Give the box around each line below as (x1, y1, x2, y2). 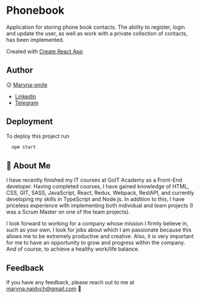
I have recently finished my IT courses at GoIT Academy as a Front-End (6, 176, 183, 183)
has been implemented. (6, 36, 65, 43)
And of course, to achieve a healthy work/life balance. (6, 245, 140, 252)
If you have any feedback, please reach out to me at (6, 279, 135, 286)
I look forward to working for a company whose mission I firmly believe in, (6, 220, 189, 227)
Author (6, 65, 33, 76)
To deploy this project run (6, 133, 70, 140)
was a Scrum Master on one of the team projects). (6, 208, 131, 216)
